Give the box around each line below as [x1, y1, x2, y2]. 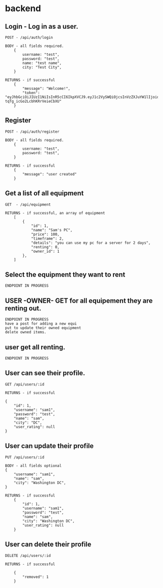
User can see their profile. [5, 369, 85, 377]
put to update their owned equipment [5, 326, 81, 330]
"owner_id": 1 [31, 249, 60, 254]
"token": [22, 90, 40, 95]
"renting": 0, [31, 244, 60, 249]
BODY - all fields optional [5, 463, 62, 468]
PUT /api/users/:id [5, 455, 45, 460]
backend [5, 3, 41, 14]
